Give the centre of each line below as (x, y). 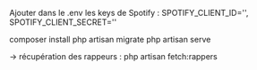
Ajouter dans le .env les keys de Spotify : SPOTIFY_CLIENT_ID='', (129, 13)
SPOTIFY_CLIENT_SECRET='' (63, 22)
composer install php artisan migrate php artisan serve (110, 39)
